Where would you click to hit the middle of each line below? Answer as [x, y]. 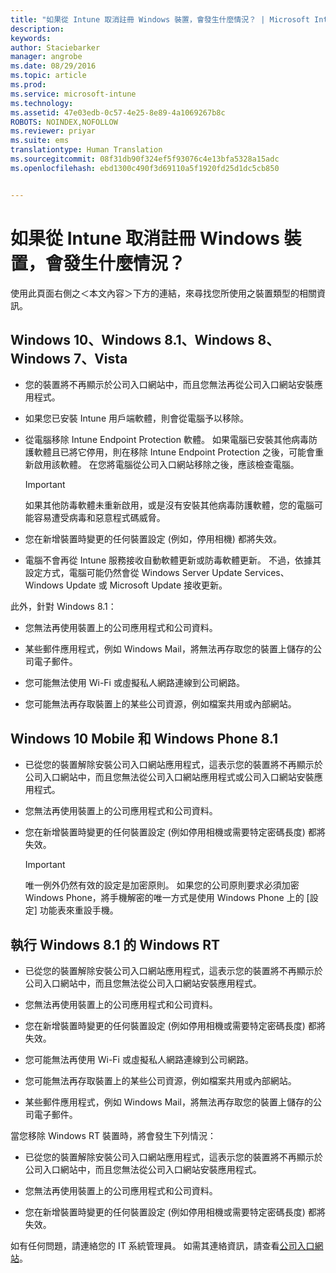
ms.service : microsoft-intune [73, 94]
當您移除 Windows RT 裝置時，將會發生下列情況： [113, 1135]
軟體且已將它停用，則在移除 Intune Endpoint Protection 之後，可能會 [174, 452]
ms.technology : [42, 103]
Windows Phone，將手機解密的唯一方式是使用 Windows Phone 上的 [164, 898]
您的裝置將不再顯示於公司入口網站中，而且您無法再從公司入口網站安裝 [169, 385]
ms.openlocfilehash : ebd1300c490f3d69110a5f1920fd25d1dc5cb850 [145, 168]
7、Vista [100, 358]
